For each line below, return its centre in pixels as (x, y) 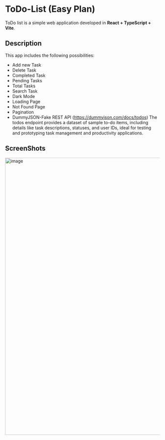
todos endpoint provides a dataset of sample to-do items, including (80, 122)
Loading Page (26, 102)
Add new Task (27, 65)
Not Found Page (28, 106)
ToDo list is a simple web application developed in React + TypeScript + (78, 23)
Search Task (25, 91)
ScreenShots (25, 149)
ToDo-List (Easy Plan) (50, 9)
